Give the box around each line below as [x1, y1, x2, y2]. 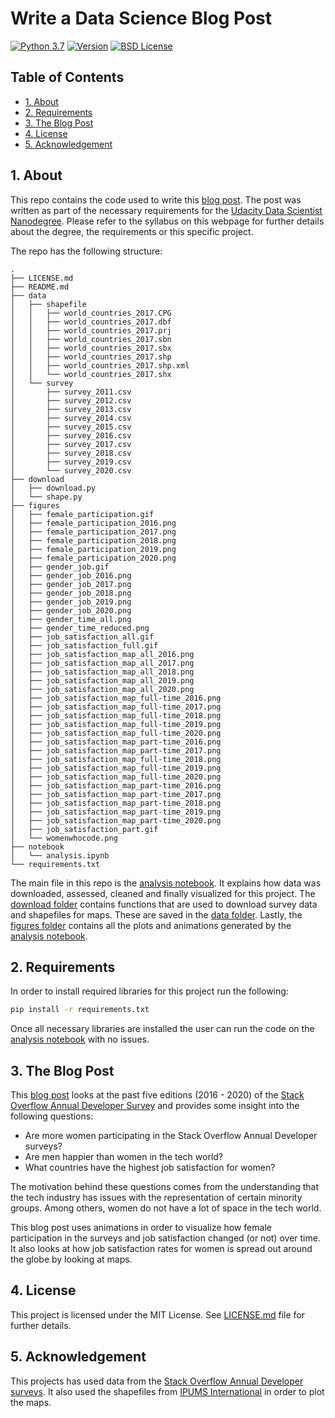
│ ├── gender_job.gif [10, 562, 110, 572]
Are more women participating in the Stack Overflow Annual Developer [24, 1130, 318, 1142]
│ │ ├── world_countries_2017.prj [10, 325, 172, 336]
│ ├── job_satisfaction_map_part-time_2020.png [10, 815, 222, 826]
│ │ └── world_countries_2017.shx [10, 369, 172, 379]
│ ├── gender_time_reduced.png [10, 623, 150, 633]
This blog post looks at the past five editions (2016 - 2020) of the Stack [10, 1089, 305, 1101]
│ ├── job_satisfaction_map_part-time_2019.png [10, 807, 222, 817]
